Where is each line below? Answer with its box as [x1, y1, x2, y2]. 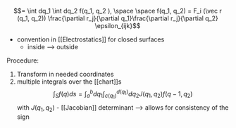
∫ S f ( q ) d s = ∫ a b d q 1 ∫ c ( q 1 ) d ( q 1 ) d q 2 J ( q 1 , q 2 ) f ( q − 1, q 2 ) [53, 89, 193, 101]
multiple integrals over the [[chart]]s [16, 77, 122, 86]
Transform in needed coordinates [16, 70, 114, 78]
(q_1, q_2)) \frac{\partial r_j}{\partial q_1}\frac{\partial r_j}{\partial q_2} [16, 14, 219, 23]
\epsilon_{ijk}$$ [94, 22, 141, 30]
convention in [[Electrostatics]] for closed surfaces [16, 35, 165, 44]
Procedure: [6, 56, 39, 65]
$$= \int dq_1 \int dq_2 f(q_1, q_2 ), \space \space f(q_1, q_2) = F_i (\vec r [13, 7, 223, 15]
